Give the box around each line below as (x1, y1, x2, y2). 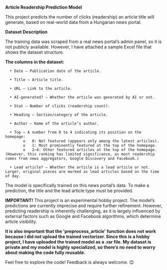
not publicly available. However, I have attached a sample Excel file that (5, 44, 152, 49)
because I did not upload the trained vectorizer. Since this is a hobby (5, 233, 150, 239)
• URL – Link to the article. (9, 86, 72, 91)
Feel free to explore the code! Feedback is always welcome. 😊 (5, 259, 134, 265)
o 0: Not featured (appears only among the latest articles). (23, 138, 160, 143)
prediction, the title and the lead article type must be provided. (5, 187, 134, 193)
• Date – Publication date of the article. (9, 68, 101, 73)
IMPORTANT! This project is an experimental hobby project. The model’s (5, 197, 155, 203)
